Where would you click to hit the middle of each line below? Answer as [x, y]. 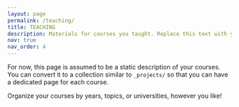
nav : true [22, 40]
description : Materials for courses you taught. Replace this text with [117, 34]
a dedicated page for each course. [58, 82]
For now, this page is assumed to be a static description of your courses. [114, 67]
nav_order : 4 [27, 47]
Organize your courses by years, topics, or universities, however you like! [115, 96]
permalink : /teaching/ [41, 21]
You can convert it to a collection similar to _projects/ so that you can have [118, 74]
